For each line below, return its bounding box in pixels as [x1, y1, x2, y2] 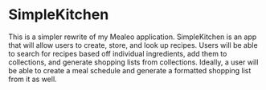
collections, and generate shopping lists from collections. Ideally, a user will [8, 57, 259, 67]
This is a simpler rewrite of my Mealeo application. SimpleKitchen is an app [8, 32, 257, 41]
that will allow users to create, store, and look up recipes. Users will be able [8, 40, 259, 49]
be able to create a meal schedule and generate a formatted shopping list [8, 65, 252, 75]
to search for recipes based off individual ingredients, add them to [8, 49, 227, 58]
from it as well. [8, 74, 58, 84]
